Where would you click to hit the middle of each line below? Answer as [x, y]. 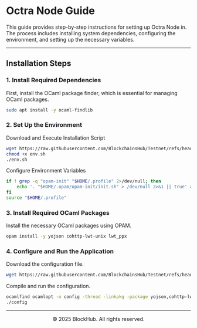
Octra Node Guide [51, 11]
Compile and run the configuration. [48, 286]
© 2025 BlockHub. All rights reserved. [98, 319]
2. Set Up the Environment [44, 125]
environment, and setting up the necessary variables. [70, 39]
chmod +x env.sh [26, 154]
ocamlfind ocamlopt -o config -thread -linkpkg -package [77, 297]
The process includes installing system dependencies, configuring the [91, 33]
